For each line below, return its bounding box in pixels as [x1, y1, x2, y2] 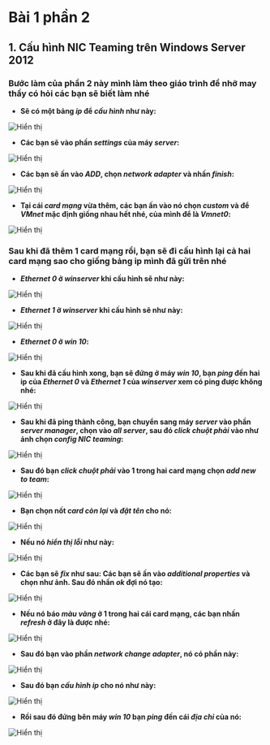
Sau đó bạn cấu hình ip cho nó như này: [19, 681, 156, 691]
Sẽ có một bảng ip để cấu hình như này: [19, 106, 156, 115]
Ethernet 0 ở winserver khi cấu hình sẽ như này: [19, 274, 185, 284]
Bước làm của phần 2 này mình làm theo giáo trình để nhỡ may [8, 77, 257, 89]
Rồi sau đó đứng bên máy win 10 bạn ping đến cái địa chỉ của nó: [19, 712, 242, 722]
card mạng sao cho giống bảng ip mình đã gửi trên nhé [8, 255, 227, 266]
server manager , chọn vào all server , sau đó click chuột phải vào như [19, 426, 259, 435]
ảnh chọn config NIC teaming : [19, 435, 124, 444]
